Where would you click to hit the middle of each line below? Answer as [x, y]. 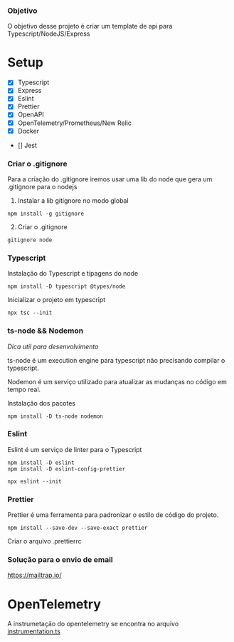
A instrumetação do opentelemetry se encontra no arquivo [93, 624]
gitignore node [30, 240]
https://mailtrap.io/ [34, 575]
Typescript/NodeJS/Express [49, 34]
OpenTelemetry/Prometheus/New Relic [74, 123]
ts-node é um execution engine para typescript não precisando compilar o [116, 360]
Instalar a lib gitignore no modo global [73, 200]
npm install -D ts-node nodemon [55, 416]
